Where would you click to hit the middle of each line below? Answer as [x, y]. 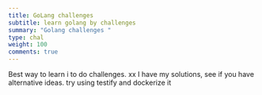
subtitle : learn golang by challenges [72, 23]
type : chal [26, 37]
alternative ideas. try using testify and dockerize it [90, 82]
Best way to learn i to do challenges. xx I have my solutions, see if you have [131, 74]
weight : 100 [28, 45]
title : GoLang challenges [51, 15]
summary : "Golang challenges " [60, 30]
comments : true [33, 52]
